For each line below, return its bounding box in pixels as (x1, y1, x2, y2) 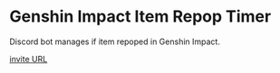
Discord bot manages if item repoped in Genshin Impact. (9, 36, 220, 47)
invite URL (9, 53, 48, 64)
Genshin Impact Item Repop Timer (9, 6, 272, 27)
